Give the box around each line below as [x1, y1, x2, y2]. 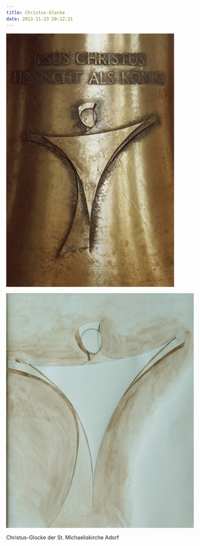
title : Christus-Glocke [6, 10, 65, 15]
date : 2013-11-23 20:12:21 [6, 15, 73, 22]
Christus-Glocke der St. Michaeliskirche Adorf [6, 533, 119, 541]
